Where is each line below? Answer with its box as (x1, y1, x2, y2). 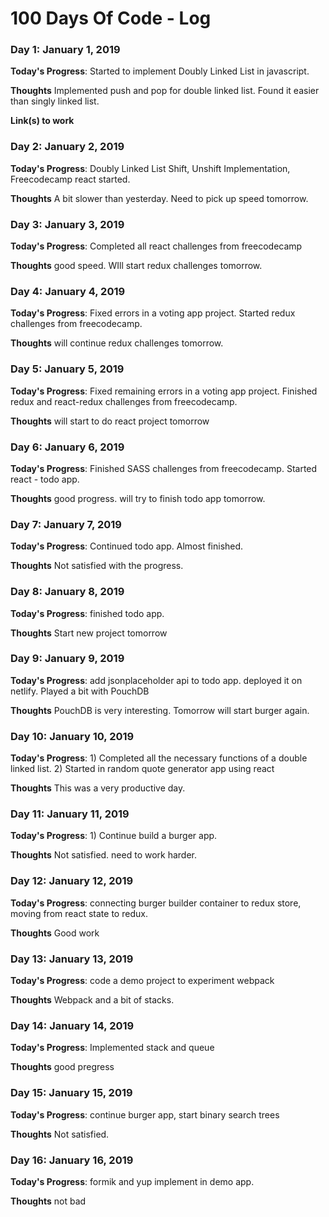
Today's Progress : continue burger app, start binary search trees (10, 1108, 280, 1121)
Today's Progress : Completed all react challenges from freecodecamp (10, 240, 303, 252)
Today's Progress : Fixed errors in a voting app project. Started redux (10, 307, 296, 319)
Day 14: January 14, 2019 (10, 1018, 135, 1032)
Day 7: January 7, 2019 (10, 517, 122, 531)
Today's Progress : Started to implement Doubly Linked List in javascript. (10, 65, 310, 77)
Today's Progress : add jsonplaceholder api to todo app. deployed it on (10, 674, 303, 686)
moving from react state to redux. (10, 907, 148, 919)
